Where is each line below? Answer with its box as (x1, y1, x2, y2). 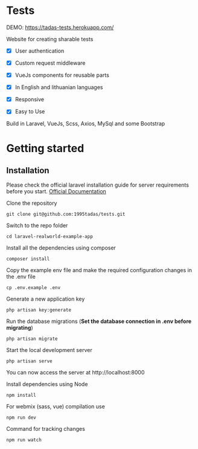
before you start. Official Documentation (6, 188, 107, 195)
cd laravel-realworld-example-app (6, 234, 94, 240)
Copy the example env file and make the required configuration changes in (6, 267, 192, 274)
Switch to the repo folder (6, 222, 68, 229)
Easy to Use (14, 108, 45, 115)
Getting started (6, 141, 85, 155)
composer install (6, 256, 50, 262)
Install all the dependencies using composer (6, 244, 117, 251)
